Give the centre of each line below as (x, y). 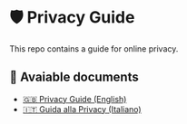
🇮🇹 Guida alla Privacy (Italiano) (82, 109)
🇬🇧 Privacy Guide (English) (74, 99)
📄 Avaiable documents (74, 77)
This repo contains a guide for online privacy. (94, 48)
